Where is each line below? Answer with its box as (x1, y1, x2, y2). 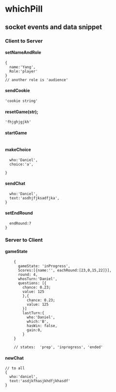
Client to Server (5, 38, 43, 44)
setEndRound (5, 210, 33, 216)
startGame (5, 130, 28, 136)
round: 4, (17, 272, 38, 277)
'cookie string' (5, 98, 38, 103)
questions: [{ (17, 281, 47, 286)
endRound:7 (9, 221, 32, 226)
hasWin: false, (26, 323, 57, 329)
